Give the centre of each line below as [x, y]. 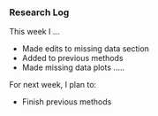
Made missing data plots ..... [73, 67]
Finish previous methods [67, 102]
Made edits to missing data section [86, 49]
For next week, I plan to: [53, 85]
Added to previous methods [72, 58]
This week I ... [34, 32]
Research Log [39, 12]
